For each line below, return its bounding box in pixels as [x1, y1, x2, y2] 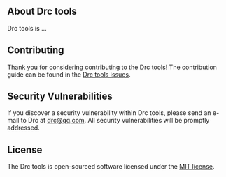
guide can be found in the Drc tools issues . [7, 70, 131, 79]
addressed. [7, 123, 40, 132]
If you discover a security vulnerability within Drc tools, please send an [7, 109, 211, 117]
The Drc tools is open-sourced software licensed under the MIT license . [7, 162, 215, 171]
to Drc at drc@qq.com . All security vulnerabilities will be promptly [20, 116, 210, 125]
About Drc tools [7, 6, 77, 17]
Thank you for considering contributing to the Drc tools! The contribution [7, 63, 217, 71]
